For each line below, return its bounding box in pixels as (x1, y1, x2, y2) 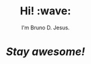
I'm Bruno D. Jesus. (21, 24, 70, 31)
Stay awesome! (5, 45, 86, 59)
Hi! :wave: (20, 4, 71, 18)
